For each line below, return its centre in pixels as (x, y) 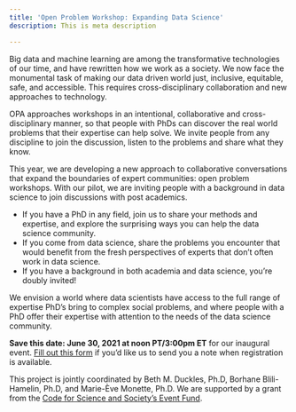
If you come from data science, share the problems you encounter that (151, 242)
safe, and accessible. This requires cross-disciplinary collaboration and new (148, 87)
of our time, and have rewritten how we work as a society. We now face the (147, 68)
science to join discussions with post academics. (98, 197)
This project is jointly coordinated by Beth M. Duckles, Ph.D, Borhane (135, 379)
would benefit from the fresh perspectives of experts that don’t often (148, 252)
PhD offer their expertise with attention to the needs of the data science (140, 316)
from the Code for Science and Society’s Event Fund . (106, 398)
